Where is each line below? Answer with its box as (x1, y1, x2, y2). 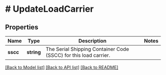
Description (78, 38, 107, 44)
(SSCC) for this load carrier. (45, 52, 110, 58)
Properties (5, 23, 39, 31)
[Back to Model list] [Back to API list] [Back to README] (5, 65, 119, 70)
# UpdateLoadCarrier (5, 3, 94, 15)
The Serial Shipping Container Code (45, 46, 129, 52)
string (26, 49, 41, 55)
